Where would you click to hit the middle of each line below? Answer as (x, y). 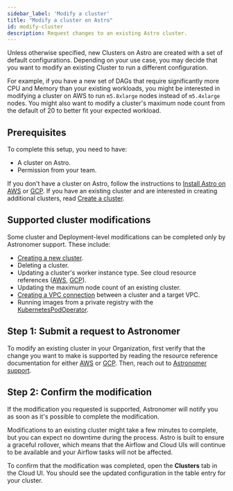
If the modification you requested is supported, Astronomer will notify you (113, 409)
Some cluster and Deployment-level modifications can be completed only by (116, 236)
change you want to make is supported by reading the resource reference (113, 355)
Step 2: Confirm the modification (80, 393)
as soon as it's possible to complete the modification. (83, 416)
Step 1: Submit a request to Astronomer (94, 331)
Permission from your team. (57, 170)
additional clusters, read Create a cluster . (66, 198)
